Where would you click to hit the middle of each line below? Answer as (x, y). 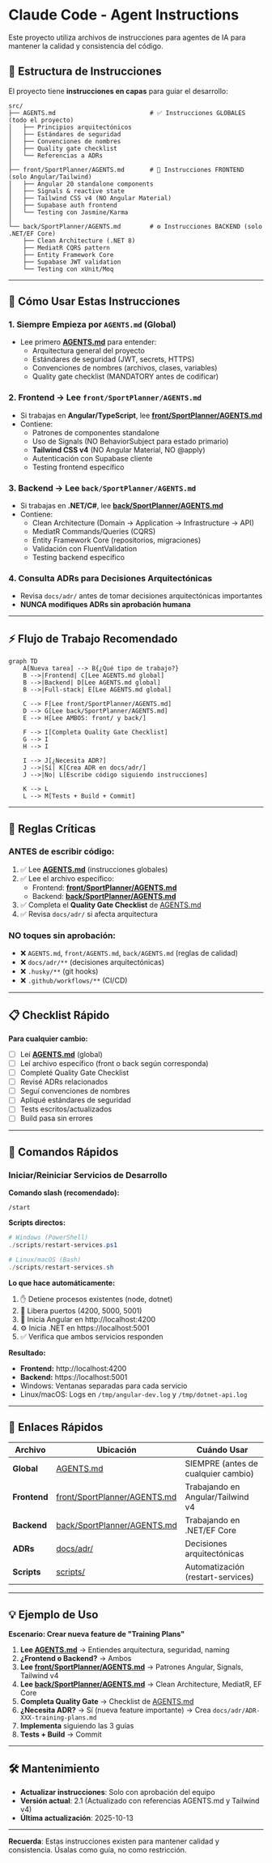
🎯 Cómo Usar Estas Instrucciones (94, 302)
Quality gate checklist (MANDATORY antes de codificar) (125, 377)
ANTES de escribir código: (62, 851)
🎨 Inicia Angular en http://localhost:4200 (88, 1319)
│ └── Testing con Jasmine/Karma (68, 212)
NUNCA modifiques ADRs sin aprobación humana (106, 605)
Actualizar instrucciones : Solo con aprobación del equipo (118, 1792)
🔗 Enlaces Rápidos (56, 1427)
